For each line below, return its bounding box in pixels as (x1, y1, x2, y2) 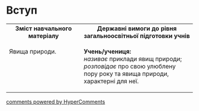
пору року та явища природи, (84, 69, 169, 78)
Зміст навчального (15, 24, 72, 33)
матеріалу (28, 31, 59, 40)
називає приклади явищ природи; (84, 55, 182, 63)
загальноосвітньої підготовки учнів (84, 31, 190, 40)
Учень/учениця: (84, 47, 131, 55)
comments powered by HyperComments (6, 98, 105, 105)
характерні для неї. (84, 77, 139, 85)
